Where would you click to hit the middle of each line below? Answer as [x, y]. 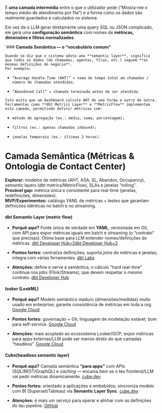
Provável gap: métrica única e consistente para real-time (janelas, [71, 190]
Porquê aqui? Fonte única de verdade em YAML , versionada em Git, [80, 228]
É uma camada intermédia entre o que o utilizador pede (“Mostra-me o [76, 8]
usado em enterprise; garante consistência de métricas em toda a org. [82, 305]
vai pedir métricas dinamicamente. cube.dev [56, 376]
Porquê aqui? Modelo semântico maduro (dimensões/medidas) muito [81, 299]
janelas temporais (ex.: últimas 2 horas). [57, 137]
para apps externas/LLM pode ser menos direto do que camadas [77, 339]
